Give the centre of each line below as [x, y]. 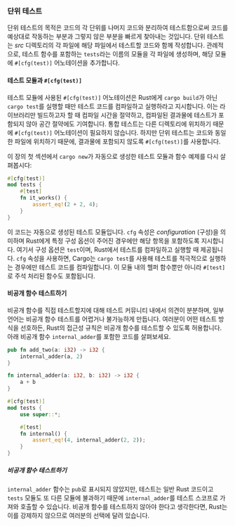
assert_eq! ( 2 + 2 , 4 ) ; [66, 205]
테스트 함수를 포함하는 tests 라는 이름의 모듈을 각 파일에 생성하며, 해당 [118, 54]
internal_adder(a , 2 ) [51, 357]
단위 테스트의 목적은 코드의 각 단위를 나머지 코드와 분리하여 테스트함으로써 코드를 [118, 28]
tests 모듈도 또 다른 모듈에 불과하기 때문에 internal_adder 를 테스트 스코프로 [113, 498]
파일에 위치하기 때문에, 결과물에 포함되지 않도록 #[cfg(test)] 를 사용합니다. [117, 141]
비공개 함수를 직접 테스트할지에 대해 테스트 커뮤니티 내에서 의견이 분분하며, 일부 [116, 310]
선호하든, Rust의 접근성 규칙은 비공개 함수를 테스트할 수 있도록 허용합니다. [121, 328]
